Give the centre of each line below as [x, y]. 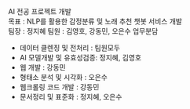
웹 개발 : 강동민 [42, 67]
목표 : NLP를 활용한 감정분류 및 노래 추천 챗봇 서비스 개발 [95, 21]
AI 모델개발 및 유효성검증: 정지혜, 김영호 [80, 58]
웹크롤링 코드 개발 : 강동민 [59, 87]
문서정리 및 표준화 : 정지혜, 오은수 [71, 97]
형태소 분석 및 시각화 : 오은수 [64, 77]
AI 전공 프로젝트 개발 [40, 11]
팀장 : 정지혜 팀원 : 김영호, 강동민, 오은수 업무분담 [83, 31]
